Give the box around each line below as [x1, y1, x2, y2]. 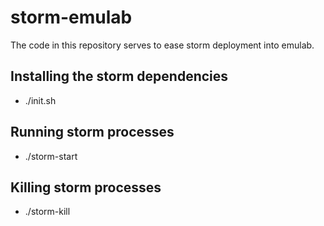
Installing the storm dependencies [10, 68, 229, 85]
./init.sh [24, 94, 57, 106]
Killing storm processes [10, 179, 162, 196]
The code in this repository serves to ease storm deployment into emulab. [10, 39, 315, 51]
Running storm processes [10, 124, 175, 141]
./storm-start [24, 150, 78, 162]
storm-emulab [10, 6, 133, 29]
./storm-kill [24, 206, 71, 218]
